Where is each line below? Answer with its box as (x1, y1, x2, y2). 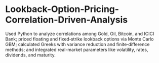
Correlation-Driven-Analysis (5, 14, 128, 25)
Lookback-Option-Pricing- (5, 3, 120, 15)
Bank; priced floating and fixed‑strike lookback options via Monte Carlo (5, 36, 154, 42)
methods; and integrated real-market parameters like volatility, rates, (5, 46, 148, 52)
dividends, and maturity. (5, 51, 56, 58)
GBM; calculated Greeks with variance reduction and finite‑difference (5, 41, 150, 47)
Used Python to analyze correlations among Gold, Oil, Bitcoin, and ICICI (5, 30, 154, 36)
